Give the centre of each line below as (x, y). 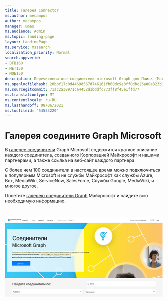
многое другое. (22, 186)
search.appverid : (23, 58)
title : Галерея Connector (32, 10)
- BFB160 (14, 63)
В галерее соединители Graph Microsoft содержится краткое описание (81, 150)
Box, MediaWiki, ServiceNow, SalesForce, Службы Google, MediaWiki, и (80, 181)
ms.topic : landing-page (30, 37)
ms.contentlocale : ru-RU (31, 100)
